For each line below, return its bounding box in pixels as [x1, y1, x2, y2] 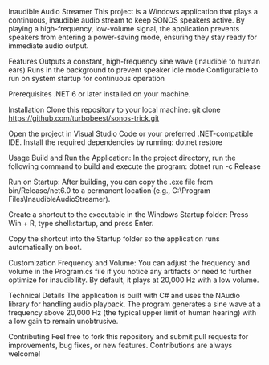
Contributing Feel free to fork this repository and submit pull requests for [8, 332, 249, 341]
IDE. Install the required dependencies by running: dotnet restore [8, 137, 223, 147]
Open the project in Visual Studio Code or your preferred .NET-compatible [8, 129, 254, 138]
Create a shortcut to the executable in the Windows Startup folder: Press [8, 210, 249, 219]
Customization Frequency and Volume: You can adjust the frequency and [8, 258, 251, 268]
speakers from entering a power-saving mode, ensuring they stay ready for [8, 32, 258, 42]
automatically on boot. [8, 243, 83, 252]
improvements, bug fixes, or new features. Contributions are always [8, 341, 233, 350]
